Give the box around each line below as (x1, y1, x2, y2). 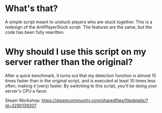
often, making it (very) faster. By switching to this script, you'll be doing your (5, 83, 157, 89)
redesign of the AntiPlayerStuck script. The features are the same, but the (5, 24, 152, 30)
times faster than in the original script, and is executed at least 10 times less (5, 78, 156, 83)
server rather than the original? (5, 57, 133, 68)
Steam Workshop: (5, 97, 41, 103)
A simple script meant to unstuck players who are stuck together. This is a (5, 19, 152, 25)
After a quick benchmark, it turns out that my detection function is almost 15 (5, 72, 156, 78)
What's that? (5, 3, 58, 14)
